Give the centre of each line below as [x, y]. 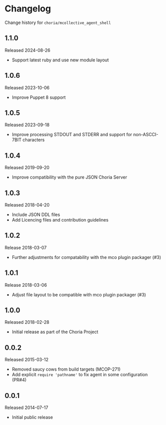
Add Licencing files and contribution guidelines [60, 220]
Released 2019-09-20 [27, 168]
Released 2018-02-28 [27, 322]
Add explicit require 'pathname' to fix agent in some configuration [80, 375]
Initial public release [32, 418]
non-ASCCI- [146, 135]
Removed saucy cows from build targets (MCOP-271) [66, 369]
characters [34, 140]
